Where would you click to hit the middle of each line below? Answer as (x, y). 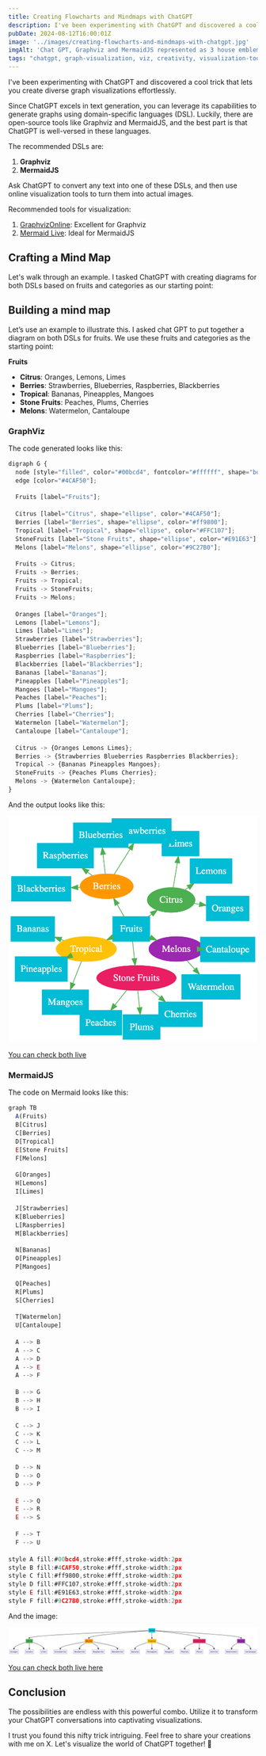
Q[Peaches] (33, 1283)
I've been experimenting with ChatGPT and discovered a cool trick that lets (131, 82)
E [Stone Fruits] (42, 1150)
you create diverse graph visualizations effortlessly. (92, 90)
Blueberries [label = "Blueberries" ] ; (76, 648)
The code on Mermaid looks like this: (68, 1092)
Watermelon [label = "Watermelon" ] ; (72, 723)
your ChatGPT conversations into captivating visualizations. (106, 1720)
